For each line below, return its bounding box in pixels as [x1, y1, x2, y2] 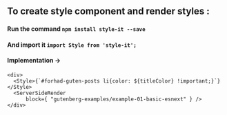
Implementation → [7, 56, 61, 65]
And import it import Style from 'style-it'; [7, 41, 137, 49]
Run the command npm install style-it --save [7, 24, 146, 33]
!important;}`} [177, 77, 221, 85]
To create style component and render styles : [7, 6, 210, 17]
